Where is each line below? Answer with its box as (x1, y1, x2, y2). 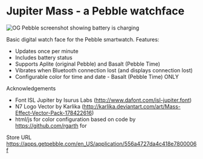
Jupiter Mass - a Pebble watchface (6, 4, 185, 18)
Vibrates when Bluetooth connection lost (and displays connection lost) (14, 66, 193, 73)
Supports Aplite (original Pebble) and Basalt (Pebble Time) (14, 60, 161, 67)
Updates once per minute (14, 47, 79, 55)
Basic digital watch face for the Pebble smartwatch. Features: (6, 36, 159, 43)
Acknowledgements (6, 84, 56, 92)
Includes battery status (14, 54, 72, 61)
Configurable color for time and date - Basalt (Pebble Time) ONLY (14, 73, 179, 80)
